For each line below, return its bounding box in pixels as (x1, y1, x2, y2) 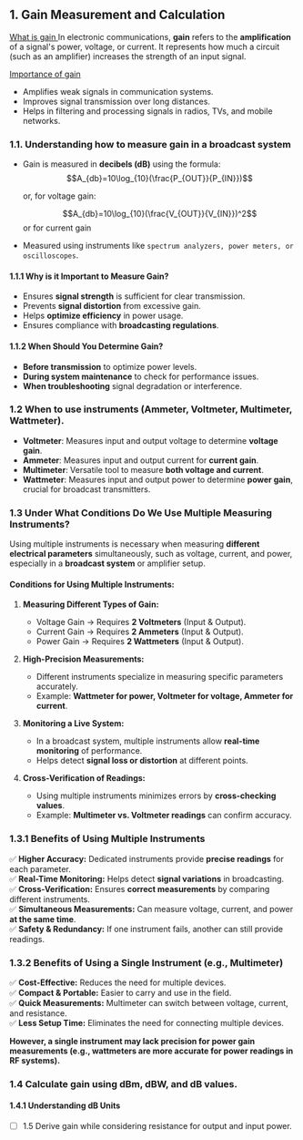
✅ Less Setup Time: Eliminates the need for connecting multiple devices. (9, 1017, 285, 1028)
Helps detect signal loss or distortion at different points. (35, 755, 248, 766)
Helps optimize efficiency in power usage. (22, 310, 184, 322)
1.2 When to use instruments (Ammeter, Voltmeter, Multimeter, (9, 403, 293, 416)
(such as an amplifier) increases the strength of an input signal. (9, 50, 247, 62)
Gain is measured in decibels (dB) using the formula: (22, 159, 221, 169)
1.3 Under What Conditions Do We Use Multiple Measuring (9, 506, 273, 519)
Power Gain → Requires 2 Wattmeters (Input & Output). (35, 636, 244, 647)
